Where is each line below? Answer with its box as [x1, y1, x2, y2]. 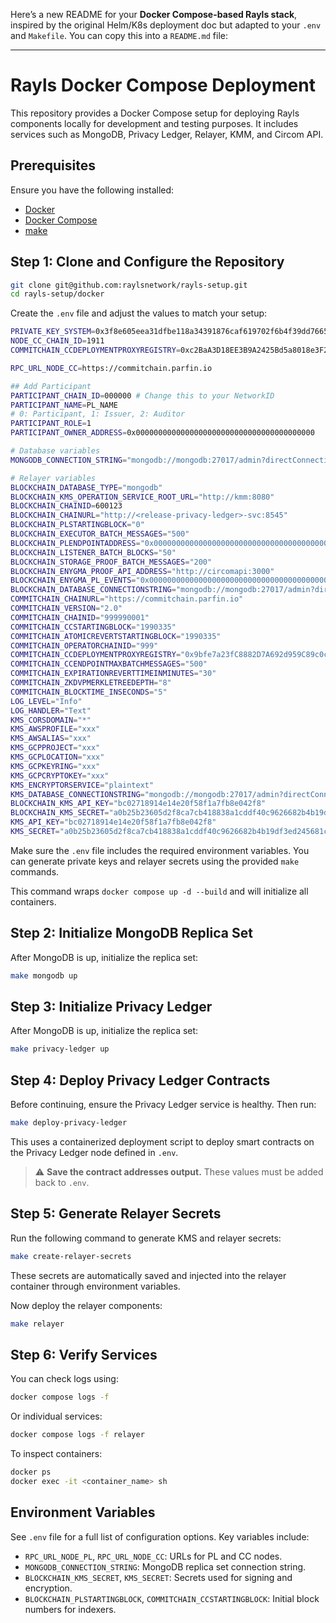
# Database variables [10, 446, 101, 456]
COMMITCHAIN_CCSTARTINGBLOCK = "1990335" [10, 622, 177, 632]
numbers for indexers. [24, 1603, 117, 1615]
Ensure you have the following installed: [10, 184, 175, 196]
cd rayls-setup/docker [10, 289, 105, 299]
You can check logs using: [10, 1373, 119, 1385]
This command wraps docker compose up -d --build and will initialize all [10, 885, 309, 897]
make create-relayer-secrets [10, 1251, 132, 1261]
